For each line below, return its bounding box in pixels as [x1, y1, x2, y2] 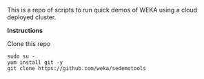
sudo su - [7, 53, 36, 60]
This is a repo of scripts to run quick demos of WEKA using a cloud [7, 6, 198, 14]
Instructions [7, 27, 43, 34]
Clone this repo [7, 40, 51, 47]
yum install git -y [7, 59, 63, 66]
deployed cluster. [7, 13, 57, 21]
